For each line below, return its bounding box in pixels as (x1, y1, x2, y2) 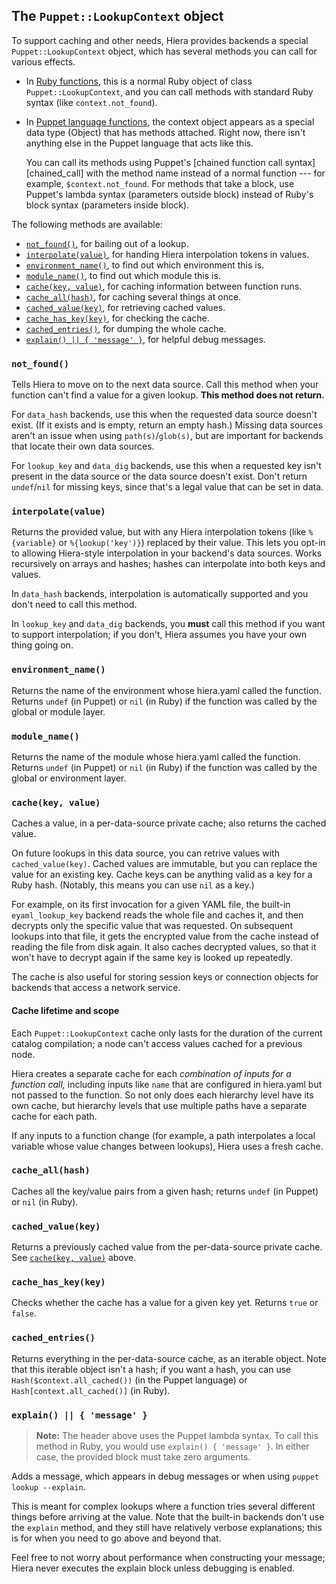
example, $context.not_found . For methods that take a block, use (25, 177, 295, 189)
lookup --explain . (11, 1480, 86, 1493)
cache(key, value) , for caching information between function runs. (25, 280, 303, 292)
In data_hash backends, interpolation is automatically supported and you (11, 588, 309, 600)
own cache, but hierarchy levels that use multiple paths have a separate (11, 1099, 308, 1111)
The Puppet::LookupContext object (11, 8, 224, 25)
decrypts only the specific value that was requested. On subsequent (11, 920, 293, 932)
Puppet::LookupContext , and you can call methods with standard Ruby (25, 85, 314, 98)
